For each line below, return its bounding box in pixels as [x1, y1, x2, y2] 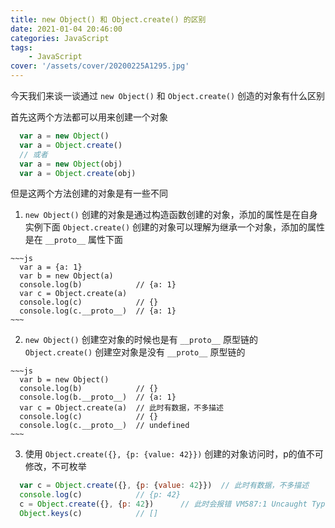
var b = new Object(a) [19, 271, 114, 281]
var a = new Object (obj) [19, 159, 123, 169]
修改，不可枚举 [24, 461, 87, 473]
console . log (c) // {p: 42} [19, 490, 182, 500]
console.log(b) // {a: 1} [19, 280, 177, 290]
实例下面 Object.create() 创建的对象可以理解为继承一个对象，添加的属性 [24, 221, 326, 233]
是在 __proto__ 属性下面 [24, 234, 124, 246]
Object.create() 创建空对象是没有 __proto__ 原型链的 [24, 346, 246, 358]
